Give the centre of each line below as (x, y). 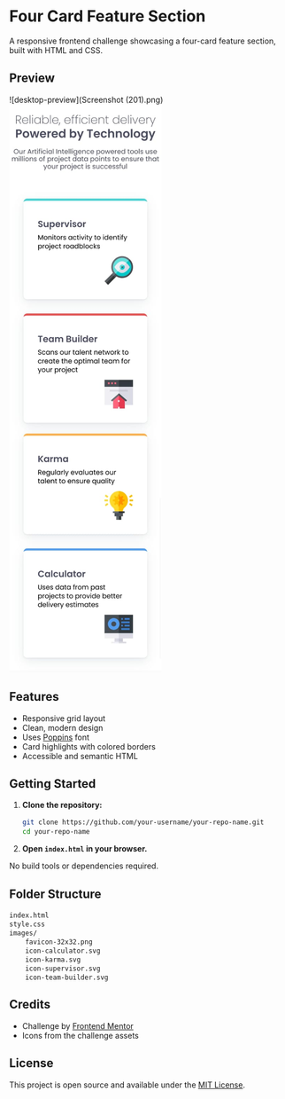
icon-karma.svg (53, 960)
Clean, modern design (62, 727)
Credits (30, 1005)
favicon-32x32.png (59, 942)
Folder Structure (55, 894)
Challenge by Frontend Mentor (78, 1025)
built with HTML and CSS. (56, 50)
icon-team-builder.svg (67, 977)
